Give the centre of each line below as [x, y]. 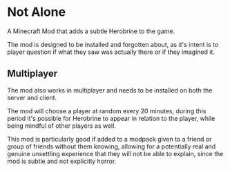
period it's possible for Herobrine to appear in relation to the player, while [111, 118]
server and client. [32, 97]
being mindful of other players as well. [61, 126]
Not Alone [37, 12]
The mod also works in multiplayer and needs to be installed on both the [110, 90]
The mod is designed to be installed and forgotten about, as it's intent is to [113, 44]
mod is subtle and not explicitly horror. [62, 161]
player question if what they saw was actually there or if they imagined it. [111, 52]
